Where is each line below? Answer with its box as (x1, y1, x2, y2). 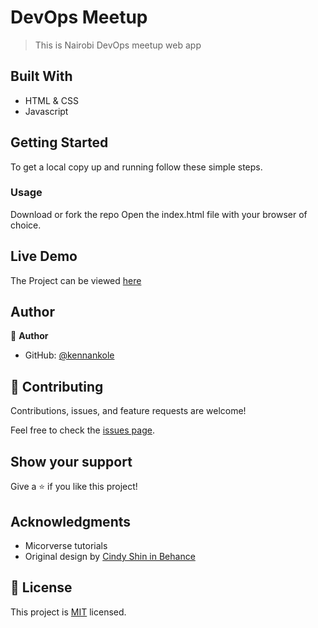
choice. (10, 219, 42, 231)
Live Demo (10, 248, 78, 265)
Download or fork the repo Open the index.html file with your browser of (10, 208, 308, 220)
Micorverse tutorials (24, 539, 108, 551)
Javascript (24, 105, 69, 117)
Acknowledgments (10, 513, 132, 530)
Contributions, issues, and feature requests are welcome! (10, 405, 247, 417)
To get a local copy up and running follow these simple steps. (10, 161, 263, 173)
